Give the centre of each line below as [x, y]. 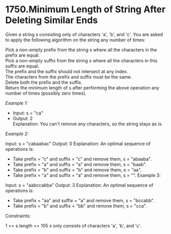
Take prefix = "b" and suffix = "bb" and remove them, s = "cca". [80, 206]
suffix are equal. [22, 66]
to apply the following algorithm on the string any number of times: [75, 40]
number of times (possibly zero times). [46, 93]
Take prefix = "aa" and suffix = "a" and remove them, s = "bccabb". [83, 200]
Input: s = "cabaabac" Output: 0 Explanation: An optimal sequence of [78, 144]
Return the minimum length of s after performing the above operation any [82, 87]
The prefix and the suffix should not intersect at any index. [67, 71]
